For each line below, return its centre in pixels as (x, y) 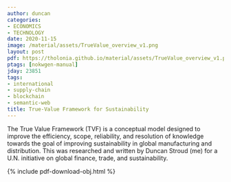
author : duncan (29, 13)
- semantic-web (29, 103)
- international (30, 84)
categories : (24, 20)
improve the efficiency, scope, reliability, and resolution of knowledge (106, 136)
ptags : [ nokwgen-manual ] (43, 65)
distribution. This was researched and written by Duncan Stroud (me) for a (112, 150)
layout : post (26, 52)
